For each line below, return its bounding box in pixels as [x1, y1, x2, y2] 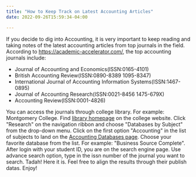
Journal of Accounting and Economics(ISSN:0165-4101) [14, 65, 149, 72]
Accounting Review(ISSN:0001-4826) [14, 96, 106, 103]
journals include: [6, 54, 46, 61]
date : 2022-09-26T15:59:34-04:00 [6, 14, 88, 20]
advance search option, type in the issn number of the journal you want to [6, 152, 185, 159]
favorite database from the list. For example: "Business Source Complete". [6, 139, 185, 146]
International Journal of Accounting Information [14, 78, 130, 85]
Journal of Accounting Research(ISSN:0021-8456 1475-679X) [14, 91, 165, 98]
